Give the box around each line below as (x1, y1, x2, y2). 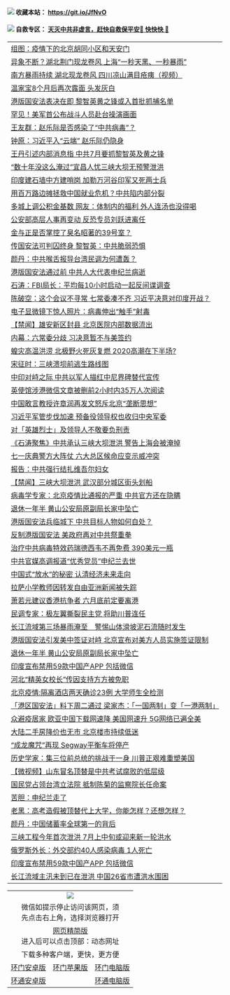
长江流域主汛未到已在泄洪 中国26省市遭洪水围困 (10, 871, 169, 881)
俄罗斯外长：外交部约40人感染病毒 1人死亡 (10, 845, 152, 855)
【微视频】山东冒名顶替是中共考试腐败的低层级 (10, 766, 166, 776)
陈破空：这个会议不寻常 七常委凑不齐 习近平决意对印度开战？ (10, 293, 211, 303)
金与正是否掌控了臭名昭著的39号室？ (10, 228, 132, 238)
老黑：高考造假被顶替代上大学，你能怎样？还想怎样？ (10, 806, 187, 816)
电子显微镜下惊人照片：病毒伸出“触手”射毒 (10, 306, 150, 316)
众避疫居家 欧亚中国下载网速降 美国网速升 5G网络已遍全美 (10, 713, 201, 723)
